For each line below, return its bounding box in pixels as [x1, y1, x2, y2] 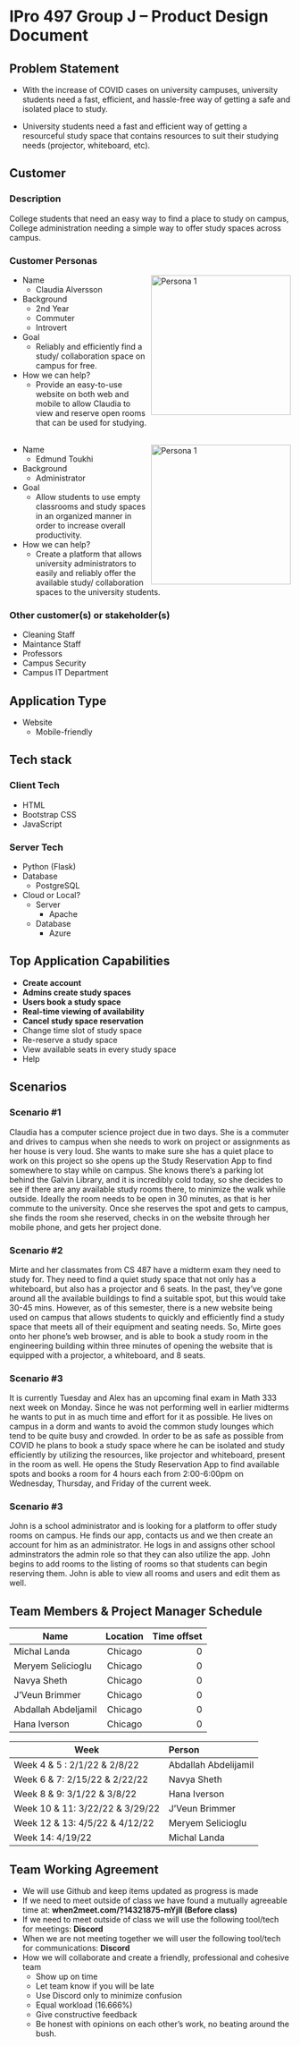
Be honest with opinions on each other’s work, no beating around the [35, 2019, 290, 2030]
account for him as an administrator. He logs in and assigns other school [9, 1540, 276, 1550]
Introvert [35, 322, 68, 333]
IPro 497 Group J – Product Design [9, 6, 270, 27]
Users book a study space [21, 996, 121, 1007]
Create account [21, 977, 82, 988]
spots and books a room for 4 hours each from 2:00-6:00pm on [9, 1469, 244, 1480]
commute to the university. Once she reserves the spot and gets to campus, [9, 1202, 288, 1213]
